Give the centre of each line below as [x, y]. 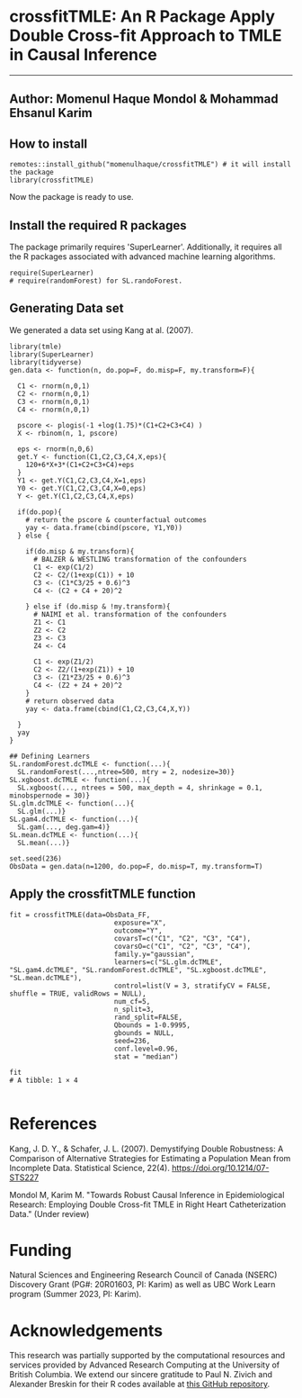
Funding [40, 1250]
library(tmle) [36, 347]
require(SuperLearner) [52, 273]
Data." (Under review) [49, 1213]
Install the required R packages [98, 225]
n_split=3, [134, 1009]
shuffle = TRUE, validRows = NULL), [78, 993]
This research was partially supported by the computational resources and [147, 1356]
